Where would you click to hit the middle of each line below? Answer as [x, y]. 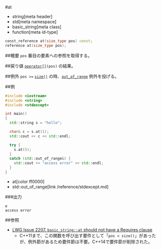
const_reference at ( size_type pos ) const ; [49, 41]
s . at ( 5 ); [23, 149]
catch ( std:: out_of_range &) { [40, 159]
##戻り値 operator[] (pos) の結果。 [40, 66]
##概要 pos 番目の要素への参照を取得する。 [49, 55]
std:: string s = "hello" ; [36, 123]
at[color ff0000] [28, 181]
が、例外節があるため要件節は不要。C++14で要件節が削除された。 [86, 242]
